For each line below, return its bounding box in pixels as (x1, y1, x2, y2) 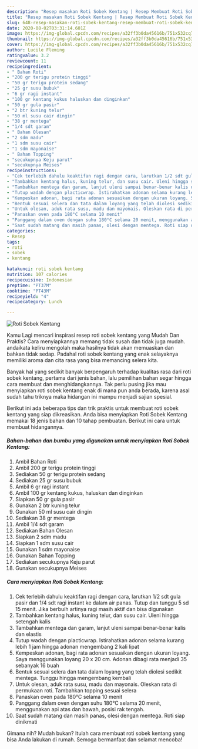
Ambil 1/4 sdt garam (15, 521, 64, 528)
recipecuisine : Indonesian (6, 277, 73, 283)
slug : (6, 19, 20, 25)
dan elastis (15, 630, 42, 638)
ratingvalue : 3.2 (6, 52, 49, 58)
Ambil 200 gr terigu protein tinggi (15, 464, 96, 472)
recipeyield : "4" (6, 293, 49, 300)
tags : (6, 239, 20, 245)
